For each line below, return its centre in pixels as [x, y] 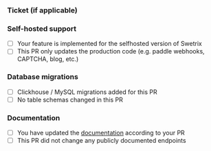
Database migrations [43, 77]
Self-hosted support [42, 28]
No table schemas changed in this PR [70, 100]
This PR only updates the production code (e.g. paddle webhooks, [111, 51]
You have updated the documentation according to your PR [101, 133]
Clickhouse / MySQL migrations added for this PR [87, 92]
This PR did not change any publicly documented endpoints [102, 141]
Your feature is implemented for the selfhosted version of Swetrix [110, 44]
